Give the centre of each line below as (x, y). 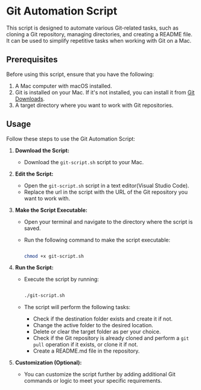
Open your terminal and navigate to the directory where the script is (108, 222)
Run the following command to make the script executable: (97, 240)
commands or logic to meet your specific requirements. (93, 381)
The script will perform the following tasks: (77, 307)
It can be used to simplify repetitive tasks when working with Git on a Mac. (99, 40)
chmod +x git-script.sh (54, 256)
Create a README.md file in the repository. (86, 351)
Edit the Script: (34, 174)
